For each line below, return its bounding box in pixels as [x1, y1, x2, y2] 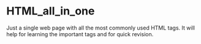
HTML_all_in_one [6, 4, 95, 18]
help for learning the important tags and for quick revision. [6, 30, 154, 37]
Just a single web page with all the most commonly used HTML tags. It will [6, 24, 195, 31]
